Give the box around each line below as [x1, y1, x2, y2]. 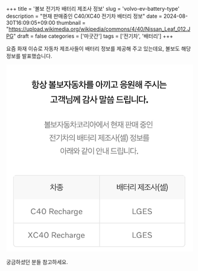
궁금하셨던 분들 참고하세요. [6, 259, 68, 266]
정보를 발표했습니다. [6, 53, 52, 59]
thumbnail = [56, 20, 86, 26]
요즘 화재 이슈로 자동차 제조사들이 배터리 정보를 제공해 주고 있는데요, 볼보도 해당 [6, 45, 191, 52]
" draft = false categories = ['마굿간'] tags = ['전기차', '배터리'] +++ [13, 33, 174, 40]
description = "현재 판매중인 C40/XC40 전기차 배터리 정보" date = [6, 12, 162, 20]
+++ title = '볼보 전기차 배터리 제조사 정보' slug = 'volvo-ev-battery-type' [6, 5, 180, 12]
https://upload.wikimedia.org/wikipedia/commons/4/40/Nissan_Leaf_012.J [8, 25, 191, 33]
